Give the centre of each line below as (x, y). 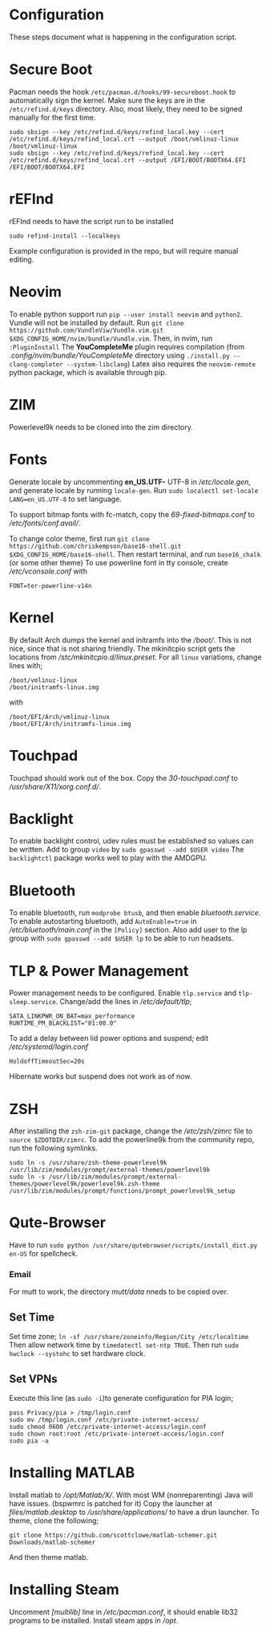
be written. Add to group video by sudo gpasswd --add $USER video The (127, 850)
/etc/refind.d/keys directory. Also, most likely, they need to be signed (126, 108)
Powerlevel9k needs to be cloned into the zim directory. (101, 427)
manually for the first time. (52, 117)
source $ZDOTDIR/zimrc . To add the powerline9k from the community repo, (132, 1140)
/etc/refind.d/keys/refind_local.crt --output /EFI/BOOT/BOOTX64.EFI (128, 160)
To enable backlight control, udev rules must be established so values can (131, 841)
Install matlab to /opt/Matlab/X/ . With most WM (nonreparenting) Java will (131, 1495)
